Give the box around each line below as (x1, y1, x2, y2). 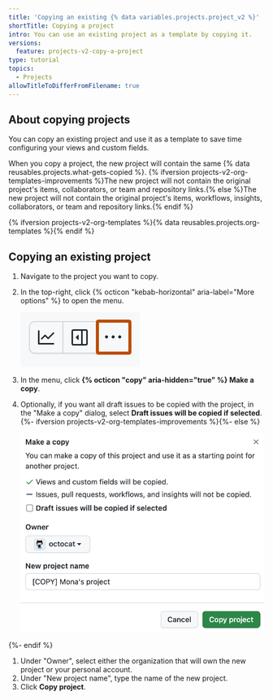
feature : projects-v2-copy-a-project (15, 47, 144, 56)
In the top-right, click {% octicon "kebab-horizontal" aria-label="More (19, 287, 254, 297)
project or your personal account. (19, 664, 132, 674)
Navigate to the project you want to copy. (19, 272, 159, 281)
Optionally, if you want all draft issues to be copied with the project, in (19, 399, 254, 410)
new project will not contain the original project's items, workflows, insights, (8, 193, 262, 203)
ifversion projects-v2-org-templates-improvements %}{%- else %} (35, 417, 261, 427)
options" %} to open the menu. (19, 296, 124, 306)
